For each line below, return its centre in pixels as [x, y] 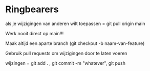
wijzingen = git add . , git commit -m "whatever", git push [65, 63]
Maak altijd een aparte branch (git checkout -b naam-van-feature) [75, 43]
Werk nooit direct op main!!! [35, 33]
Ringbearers [32, 9]
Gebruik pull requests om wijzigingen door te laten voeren [66, 53]
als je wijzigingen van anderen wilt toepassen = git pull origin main [75, 23]
